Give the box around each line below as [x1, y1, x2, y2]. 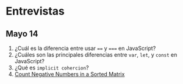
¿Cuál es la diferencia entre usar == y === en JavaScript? [14, 44, 156, 52]
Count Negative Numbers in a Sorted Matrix [14, 71, 125, 77]
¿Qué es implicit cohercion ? [14, 64, 89, 71]
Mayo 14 [5, 29, 38, 39]
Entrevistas [5, 4, 65, 18]
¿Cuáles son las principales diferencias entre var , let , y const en [14, 51, 178, 58]
